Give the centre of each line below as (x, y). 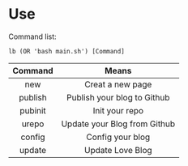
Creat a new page (118, 84)
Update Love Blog (118, 150)
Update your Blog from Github (118, 124)
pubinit (33, 110)
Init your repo (118, 110)
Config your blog (118, 137)
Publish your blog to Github (118, 97)
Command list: (32, 36)
